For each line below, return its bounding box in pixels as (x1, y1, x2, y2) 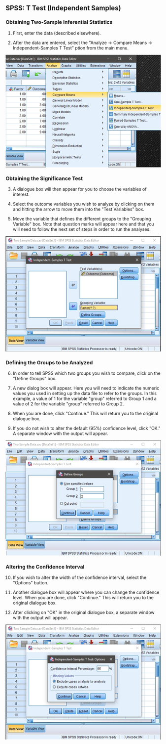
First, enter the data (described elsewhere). (12, 30, 101, 36)
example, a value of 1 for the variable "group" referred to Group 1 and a (12, 395, 157, 401)
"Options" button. (12, 580, 49, 586)
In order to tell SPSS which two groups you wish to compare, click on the (12, 370, 161, 376)
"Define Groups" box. (12, 375, 57, 381)
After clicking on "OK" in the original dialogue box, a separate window (12, 610, 155, 615)
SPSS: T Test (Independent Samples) (5, 4, 121, 12)
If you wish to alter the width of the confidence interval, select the (12, 574, 147, 580)
